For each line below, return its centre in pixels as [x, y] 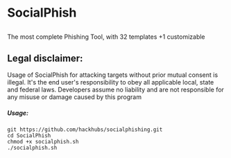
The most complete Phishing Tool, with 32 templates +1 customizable [106, 37]
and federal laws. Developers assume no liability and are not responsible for [115, 90]
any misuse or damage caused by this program [75, 97]
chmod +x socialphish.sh [43, 142]
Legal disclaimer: [45, 58]
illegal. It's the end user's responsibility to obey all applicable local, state [111, 82]
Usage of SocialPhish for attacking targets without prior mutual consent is [113, 75]
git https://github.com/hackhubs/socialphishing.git [85, 130]
